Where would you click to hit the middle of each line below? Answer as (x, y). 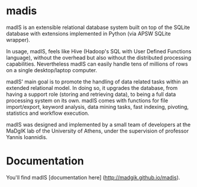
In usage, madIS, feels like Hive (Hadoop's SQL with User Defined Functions (99, 51)
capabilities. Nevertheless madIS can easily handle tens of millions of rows (97, 64)
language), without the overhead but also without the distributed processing (99, 57)
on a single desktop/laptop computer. (52, 70)
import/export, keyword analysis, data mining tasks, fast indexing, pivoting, (98, 107)
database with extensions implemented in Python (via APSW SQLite (88, 33)
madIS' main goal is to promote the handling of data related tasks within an (97, 82)
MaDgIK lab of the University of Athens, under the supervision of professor (98, 131)
